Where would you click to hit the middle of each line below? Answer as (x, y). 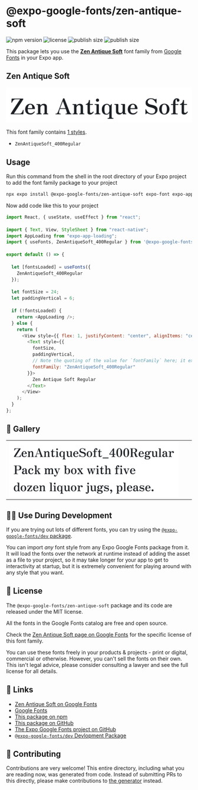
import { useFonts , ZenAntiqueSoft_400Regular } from (74, 242)
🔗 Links (20, 690)
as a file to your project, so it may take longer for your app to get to (88, 560)
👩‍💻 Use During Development (59, 515)
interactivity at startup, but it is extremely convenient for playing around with (99, 566)
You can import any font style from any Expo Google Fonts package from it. (98, 547)
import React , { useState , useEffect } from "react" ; (74, 217)
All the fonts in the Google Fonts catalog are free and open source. (87, 623)
